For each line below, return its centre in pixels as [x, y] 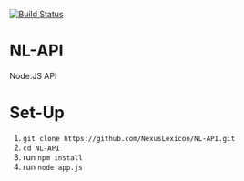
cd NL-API [41, 148]
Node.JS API [33, 75]
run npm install [53, 157]
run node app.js [53, 166]
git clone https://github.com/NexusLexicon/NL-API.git [129, 138]
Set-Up [37, 113]
